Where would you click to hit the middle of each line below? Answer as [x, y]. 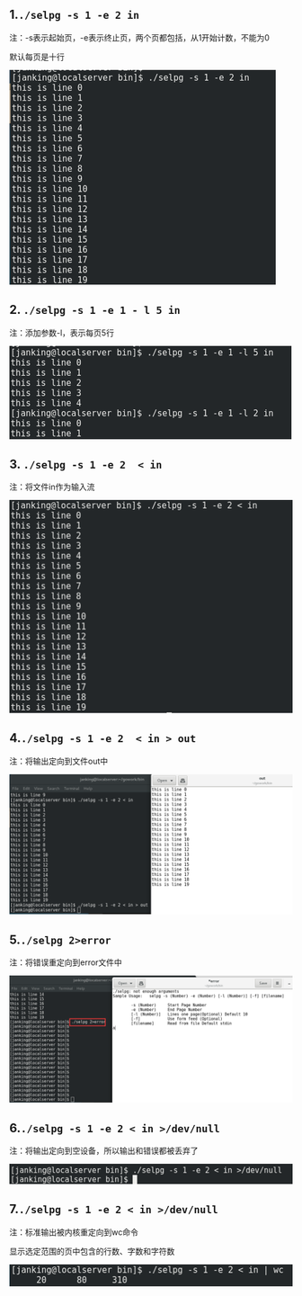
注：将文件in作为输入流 [52, 487]
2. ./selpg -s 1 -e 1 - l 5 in [95, 310]
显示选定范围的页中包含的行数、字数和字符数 [92, 1251]
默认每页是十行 [37, 57]
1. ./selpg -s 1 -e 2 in [74, 15]
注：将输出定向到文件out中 [59, 761]
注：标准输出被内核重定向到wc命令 [74, 1232]
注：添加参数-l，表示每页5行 [62, 333]
